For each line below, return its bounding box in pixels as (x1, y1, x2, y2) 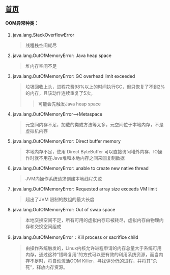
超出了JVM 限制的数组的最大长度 (25, 196, 95, 202)
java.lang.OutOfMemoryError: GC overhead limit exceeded (12, 73, 135, 79)
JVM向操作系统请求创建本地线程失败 (25, 175, 102, 182)
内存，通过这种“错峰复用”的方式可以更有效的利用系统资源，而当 (25, 251, 159, 257)
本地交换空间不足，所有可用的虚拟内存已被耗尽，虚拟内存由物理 (25, 217, 159, 223)
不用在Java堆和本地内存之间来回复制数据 (39, 155, 125, 161)
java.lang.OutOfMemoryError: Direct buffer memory (12, 138, 121, 144)
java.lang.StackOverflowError (12, 32, 75, 38)
